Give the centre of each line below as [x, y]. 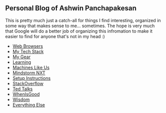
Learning [22, 62]
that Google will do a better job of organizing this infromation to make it [79, 31]
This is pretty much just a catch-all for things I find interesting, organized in [83, 20]
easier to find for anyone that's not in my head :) [55, 36]
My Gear [22, 57]
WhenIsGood [26, 94]
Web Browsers [28, 46]
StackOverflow [28, 83]
